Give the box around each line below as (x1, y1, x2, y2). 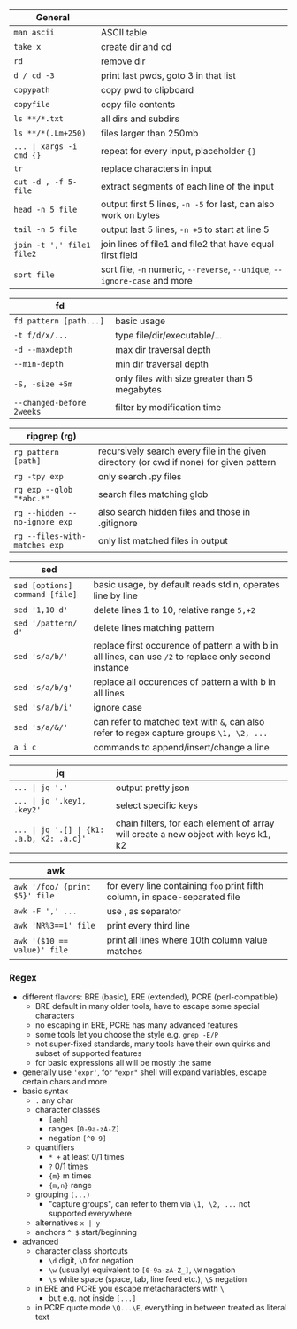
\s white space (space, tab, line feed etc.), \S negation (48, 1274, 247, 1285)
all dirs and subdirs (100, 113, 179, 125)
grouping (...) (34, 1189, 91, 1200)
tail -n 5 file (13, 225, 78, 234)
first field (100, 249, 139, 260)
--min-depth (13, 359, 65, 369)
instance (93, 662, 130, 673)
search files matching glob (98, 488, 209, 500)
